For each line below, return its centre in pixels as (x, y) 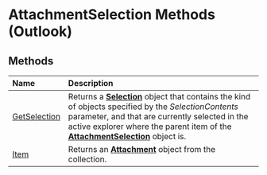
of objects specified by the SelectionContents (153, 107)
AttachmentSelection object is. (127, 136)
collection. (87, 159)
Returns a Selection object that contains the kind (159, 97)
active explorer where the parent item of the (150, 126)
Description (91, 83)
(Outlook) (41, 31)
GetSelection (37, 117)
